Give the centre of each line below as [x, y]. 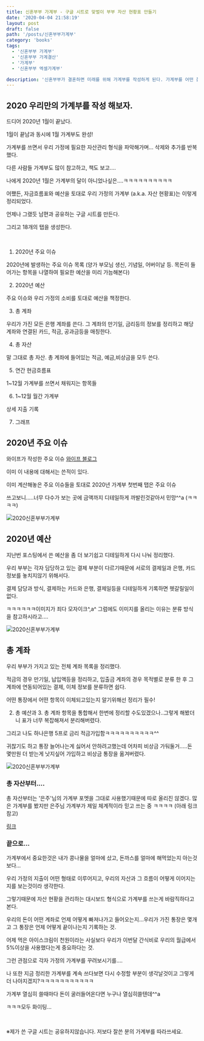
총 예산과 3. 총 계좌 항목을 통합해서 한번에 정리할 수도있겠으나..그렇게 [97, 713]
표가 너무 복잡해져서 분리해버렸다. [61, 720]
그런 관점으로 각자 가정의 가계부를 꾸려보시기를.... [65, 961]
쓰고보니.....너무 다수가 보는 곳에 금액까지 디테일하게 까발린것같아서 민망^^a [95, 497]
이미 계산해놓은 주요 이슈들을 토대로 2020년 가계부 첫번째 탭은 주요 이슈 [91, 485]
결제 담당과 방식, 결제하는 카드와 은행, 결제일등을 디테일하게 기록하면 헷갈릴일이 [100, 588]
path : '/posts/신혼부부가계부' [41, 35]
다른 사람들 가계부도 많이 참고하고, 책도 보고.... [61, 168]
